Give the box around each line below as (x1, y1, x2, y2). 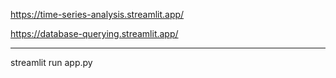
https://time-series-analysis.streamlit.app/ (10, 9, 185, 20)
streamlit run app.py (10, 57, 93, 68)
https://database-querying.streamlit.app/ (10, 28, 179, 39)
